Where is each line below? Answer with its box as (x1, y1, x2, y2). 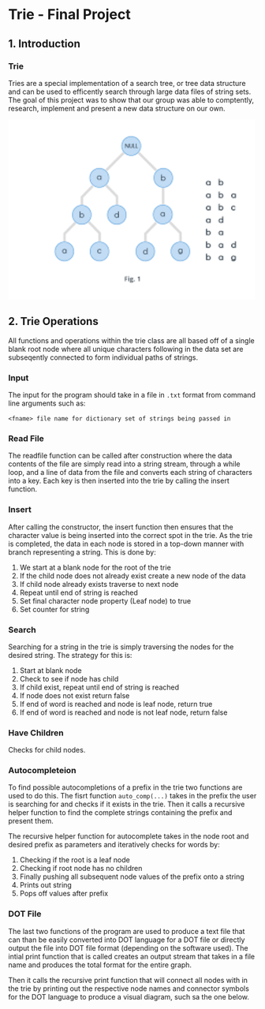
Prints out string (19, 880, 73, 890)
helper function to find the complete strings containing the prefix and (8, 808, 233, 817)
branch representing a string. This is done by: (8, 547, 156, 557)
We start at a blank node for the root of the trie (19, 562, 171, 572)
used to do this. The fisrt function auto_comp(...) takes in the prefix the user (8, 791, 257, 801)
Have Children (8, 727, 65, 738)
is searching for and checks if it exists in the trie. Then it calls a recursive (8, 799, 245, 809)
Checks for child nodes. (8, 746, 86, 755)
